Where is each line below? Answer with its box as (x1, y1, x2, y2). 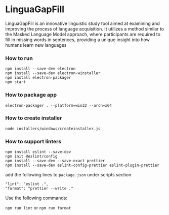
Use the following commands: (5, 195, 67, 201)
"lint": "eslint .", (5, 181, 49, 187)
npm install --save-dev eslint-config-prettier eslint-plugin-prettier (5, 163, 159, 168)
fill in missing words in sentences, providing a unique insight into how (5, 37, 150, 43)
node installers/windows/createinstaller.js (5, 126, 101, 131)
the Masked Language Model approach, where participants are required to (5, 31, 161, 37)
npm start (5, 80, 26, 85)
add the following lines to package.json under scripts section (5, 172, 132, 178)
